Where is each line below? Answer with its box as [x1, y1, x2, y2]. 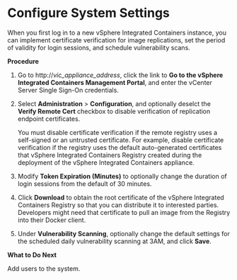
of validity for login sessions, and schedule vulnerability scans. [7, 43, 191, 52]
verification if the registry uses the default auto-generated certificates [17, 143, 222, 151]
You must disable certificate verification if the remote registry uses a [17, 128, 218, 136]
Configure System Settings [7, 5, 170, 21]
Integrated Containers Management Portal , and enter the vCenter [17, 78, 212, 86]
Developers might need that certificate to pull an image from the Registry [17, 208, 231, 216]
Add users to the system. [7, 264, 81, 273]
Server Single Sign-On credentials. [17, 86, 119, 94]
